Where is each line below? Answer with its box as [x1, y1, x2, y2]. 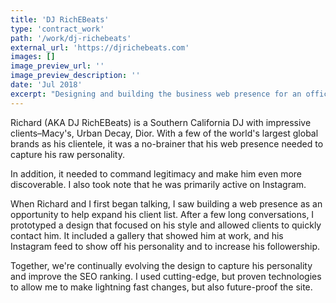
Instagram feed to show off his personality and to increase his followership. [10, 240, 321, 252]
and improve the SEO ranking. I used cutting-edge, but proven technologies [10, 270, 322, 282]
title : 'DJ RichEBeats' [10, 14, 110, 25]
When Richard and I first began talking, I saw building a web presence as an [10, 197, 323, 210]
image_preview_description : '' [10, 71, 141, 81]
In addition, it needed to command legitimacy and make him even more [10, 167, 303, 180]
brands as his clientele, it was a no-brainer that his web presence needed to [10, 137, 324, 150]
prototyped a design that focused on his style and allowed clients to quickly [10, 219, 322, 231]
